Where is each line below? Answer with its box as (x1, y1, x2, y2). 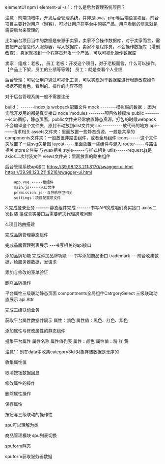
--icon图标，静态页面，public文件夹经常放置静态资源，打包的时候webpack (5, 116, 156, 122)
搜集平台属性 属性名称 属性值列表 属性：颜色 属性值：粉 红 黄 (5, 338, 129, 344)
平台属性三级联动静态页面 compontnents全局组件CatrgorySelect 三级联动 (5, 290, 154, 296)
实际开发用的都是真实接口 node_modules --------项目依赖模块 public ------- (5, 110, 160, 116)
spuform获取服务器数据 (5, 454, 53, 459)
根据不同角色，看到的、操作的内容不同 (5, 83, 82, 89)
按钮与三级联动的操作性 (5, 412, 53, 417)
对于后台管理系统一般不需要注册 (5, 94, 70, 99)
